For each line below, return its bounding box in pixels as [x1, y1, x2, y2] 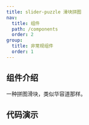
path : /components [12, 26, 59, 32]
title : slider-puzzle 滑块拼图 [6, 9, 82, 15]
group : [6, 37, 23, 43]
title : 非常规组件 [12, 43, 53, 49]
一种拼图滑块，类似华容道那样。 [6, 90, 86, 98]
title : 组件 [12, 20, 41, 26]
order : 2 [12, 32, 34, 38]
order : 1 [12, 49, 34, 55]
